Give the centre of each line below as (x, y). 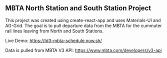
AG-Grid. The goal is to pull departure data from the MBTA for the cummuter (83, 25)
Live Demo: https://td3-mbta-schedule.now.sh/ (54, 40)
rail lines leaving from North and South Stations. (54, 31)
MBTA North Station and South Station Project (78, 8)
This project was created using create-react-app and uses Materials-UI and (83, 20)
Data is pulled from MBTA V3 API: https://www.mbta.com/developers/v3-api (83, 50)
